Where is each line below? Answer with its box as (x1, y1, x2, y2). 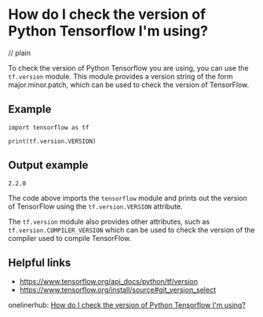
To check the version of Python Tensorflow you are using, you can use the (8, 63, 249, 72)
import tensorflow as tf (8, 123, 89, 131)
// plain (8, 48, 31, 57)
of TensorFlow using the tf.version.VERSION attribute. (8, 202, 183, 211)
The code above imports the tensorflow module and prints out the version (8, 193, 247, 202)
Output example (8, 158, 89, 172)
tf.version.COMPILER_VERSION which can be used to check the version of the (8, 225, 255, 235)
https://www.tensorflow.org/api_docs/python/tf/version (19, 277, 199, 286)
